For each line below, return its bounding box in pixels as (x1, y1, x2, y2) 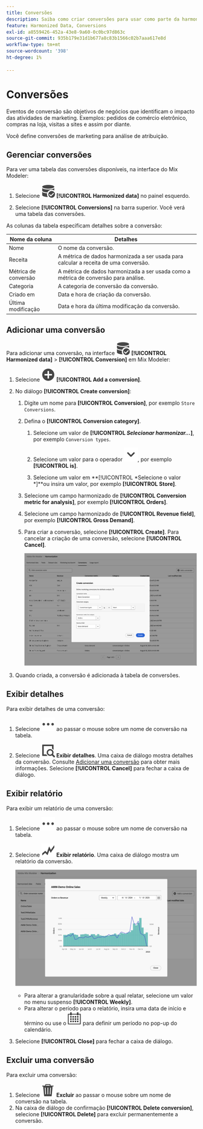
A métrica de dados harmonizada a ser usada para (57, 253, 184, 260)
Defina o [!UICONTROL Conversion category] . (24, 417, 141, 425)
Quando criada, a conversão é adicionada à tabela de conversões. (14, 672, 180, 679)
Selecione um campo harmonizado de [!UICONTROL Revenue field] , (24, 510, 196, 517)
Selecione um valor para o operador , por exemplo (33, 456, 172, 463)
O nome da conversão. (57, 244, 115, 252)
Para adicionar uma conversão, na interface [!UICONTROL (6, 349, 167, 356)
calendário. (24, 1026, 53, 1033)
